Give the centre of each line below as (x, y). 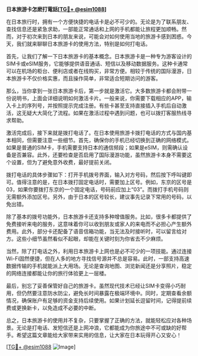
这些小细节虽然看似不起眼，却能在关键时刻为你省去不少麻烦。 (91, 239)
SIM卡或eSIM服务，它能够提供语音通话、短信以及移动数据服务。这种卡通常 (97, 64)
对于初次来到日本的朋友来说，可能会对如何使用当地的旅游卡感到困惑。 (101, 36)
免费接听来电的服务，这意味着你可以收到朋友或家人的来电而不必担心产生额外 (99, 224)
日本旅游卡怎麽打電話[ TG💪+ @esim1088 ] (57, 9)
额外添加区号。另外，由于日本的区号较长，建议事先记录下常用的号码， (101, 197)
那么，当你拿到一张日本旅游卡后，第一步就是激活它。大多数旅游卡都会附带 (96, 91)
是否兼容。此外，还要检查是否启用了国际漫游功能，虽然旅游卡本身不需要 (99, 155)
